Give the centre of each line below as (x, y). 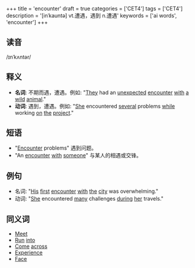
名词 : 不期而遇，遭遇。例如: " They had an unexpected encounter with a (102, 92)
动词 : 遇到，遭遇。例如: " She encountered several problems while (95, 106)
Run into (25, 240)
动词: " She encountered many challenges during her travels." (89, 199)
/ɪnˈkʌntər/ (19, 57)
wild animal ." (30, 99)
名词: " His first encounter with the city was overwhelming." (87, 191)
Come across (31, 246)
